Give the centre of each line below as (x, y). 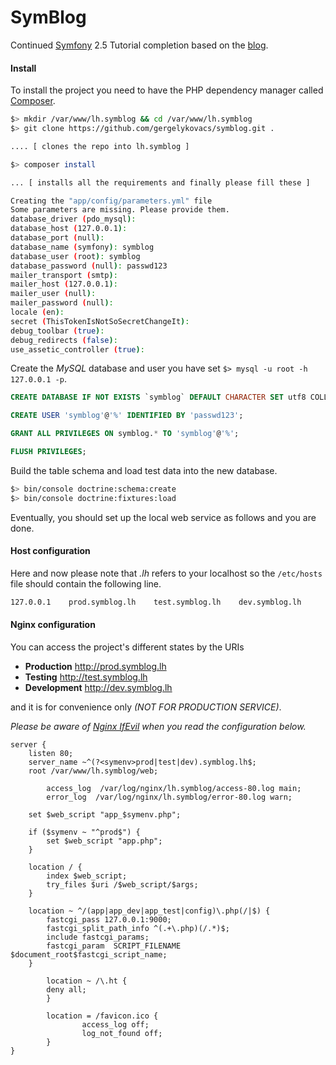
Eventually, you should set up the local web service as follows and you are (163, 517)
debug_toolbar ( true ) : (57, 331)
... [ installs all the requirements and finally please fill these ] (160, 182)
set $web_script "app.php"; (104, 841)
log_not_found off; (122, 1033)
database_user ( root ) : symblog (75, 256)
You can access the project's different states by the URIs (127, 647)
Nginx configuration (53, 625)
